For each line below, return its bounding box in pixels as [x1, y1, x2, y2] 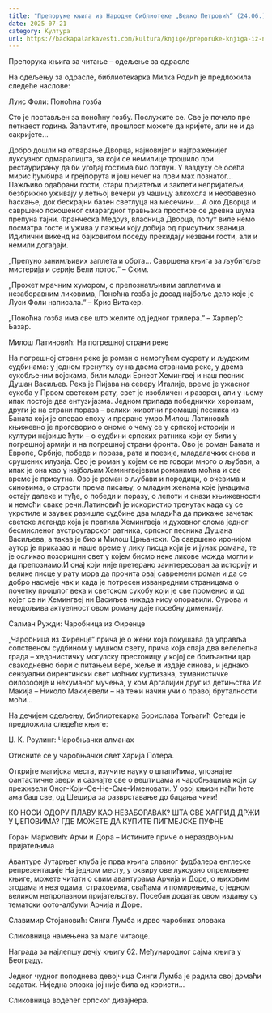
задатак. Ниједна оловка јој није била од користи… [8, 980, 185, 989]
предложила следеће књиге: [8, 719, 108, 729]
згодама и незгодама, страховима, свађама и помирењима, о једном [8, 882, 251, 892]
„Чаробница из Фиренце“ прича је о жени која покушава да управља [8, 634, 247, 645]
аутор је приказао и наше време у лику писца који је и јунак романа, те [8, 543, 257, 552]
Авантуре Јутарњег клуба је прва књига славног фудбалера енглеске [8, 856, 251, 866]
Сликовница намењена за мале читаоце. [8, 931, 151, 941]
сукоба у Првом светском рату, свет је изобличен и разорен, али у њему [8, 388, 264, 397]
